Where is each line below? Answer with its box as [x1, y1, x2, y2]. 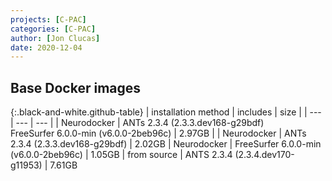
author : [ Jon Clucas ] [10, 33, 101, 43]
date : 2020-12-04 [10, 42, 83, 53]
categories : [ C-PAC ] [10, 24, 97, 34]
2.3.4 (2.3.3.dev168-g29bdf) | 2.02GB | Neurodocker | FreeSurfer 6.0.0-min [10, 138, 322, 150]
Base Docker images [10, 79, 142, 96]
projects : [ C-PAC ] [10, 14, 87, 25]
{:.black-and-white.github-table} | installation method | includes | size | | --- [10, 106, 322, 118]
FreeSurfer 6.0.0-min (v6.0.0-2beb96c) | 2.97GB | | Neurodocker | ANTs [10, 127, 307, 140]
